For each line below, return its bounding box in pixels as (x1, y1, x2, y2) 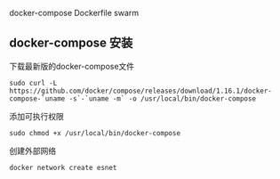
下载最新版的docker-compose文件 (9, 61, 135, 71)
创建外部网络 (9, 145, 56, 156)
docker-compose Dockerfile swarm (9, 8, 140, 18)
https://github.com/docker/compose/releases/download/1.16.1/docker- (9, 86, 273, 95)
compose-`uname (9, 94, 66, 103)
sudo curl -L (9, 78, 58, 87)
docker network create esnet (9, 163, 117, 172)
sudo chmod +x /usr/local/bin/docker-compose (9, 128, 180, 137)
